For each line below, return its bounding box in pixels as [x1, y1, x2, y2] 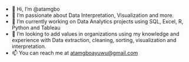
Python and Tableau [11, 24, 61, 31]
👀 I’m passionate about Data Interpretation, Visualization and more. [11, 12, 174, 19]
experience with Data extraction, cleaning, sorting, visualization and [11, 37, 177, 43]
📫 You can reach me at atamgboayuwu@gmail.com [11, 50, 138, 56]
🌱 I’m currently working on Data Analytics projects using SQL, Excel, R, [11, 18, 184, 25]
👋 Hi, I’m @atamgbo [11, 6, 60, 12]
